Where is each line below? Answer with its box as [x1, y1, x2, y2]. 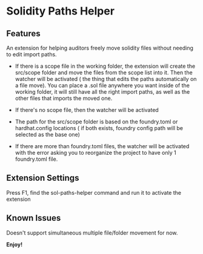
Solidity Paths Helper [6, 4, 115, 18]
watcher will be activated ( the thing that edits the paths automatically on [15, 76, 197, 82]
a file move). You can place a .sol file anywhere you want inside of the [15, 82, 190, 89]
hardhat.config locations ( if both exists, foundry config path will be [15, 125, 184, 131]
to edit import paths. [6, 51, 57, 58]
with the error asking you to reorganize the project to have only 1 [15, 149, 177, 156]
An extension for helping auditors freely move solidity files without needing [6, 44, 194, 51]
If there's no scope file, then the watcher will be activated [15, 106, 159, 113]
